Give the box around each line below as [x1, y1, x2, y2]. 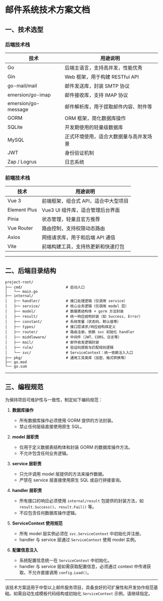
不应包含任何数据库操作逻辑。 [19, 510, 79, 516]
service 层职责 [12, 460, 42, 466]
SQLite [7, 124, 23, 130]
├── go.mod [5, 360, 27, 364]
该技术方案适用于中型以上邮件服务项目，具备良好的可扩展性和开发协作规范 [5, 584, 154, 590]
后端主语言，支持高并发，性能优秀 [65, 64, 143, 71]
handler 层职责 [12, 487, 42, 493]
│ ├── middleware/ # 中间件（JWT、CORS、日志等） [5, 334, 122, 340]
